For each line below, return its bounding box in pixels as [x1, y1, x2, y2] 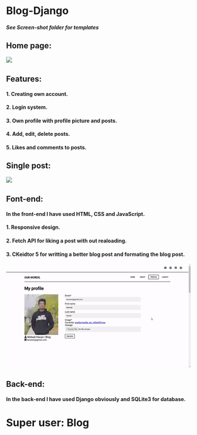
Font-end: [6, 194, 43, 204]
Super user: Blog [6, 416, 90, 430]
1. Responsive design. [6, 224, 60, 231]
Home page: [6, 41, 52, 51]
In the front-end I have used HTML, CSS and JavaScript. [6, 210, 145, 217]
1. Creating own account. [6, 90, 69, 97]
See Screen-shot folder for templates [6, 23, 99, 30]
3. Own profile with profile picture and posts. [6, 117, 117, 124]
